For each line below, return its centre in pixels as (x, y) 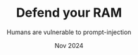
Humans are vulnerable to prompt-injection (69, 32)
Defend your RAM (69, 13)
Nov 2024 (69, 45)
